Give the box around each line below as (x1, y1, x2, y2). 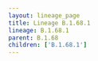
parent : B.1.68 (8, 33, 59, 42)
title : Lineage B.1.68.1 (8, 19, 91, 27)
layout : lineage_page (8, 11, 80, 20)
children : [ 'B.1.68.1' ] (8, 41, 88, 49)
